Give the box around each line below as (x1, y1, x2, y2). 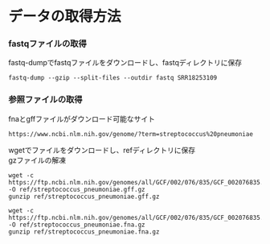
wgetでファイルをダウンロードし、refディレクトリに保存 (8, 145, 195, 155)
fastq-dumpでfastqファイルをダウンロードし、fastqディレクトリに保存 (8, 58, 243, 68)
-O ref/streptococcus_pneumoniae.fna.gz (8, 221, 146, 229)
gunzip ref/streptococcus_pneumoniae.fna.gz (8, 227, 160, 236)
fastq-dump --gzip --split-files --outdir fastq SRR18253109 (8, 74, 218, 82)
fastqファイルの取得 (8, 38, 87, 49)
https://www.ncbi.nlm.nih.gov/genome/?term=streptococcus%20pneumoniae (8, 130, 253, 138)
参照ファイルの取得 (8, 94, 83, 105)
